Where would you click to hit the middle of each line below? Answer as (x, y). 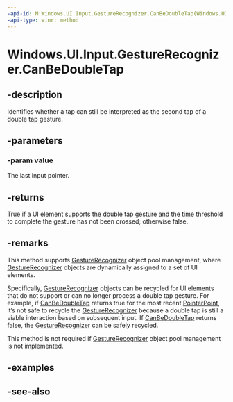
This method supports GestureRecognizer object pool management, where (114, 260)
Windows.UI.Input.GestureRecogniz (113, 55)
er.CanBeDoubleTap (66, 69)
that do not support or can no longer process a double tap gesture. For (108, 295)
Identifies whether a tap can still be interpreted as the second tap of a (107, 111)
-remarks (28, 243)
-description (35, 95)
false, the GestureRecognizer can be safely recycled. (83, 325)
